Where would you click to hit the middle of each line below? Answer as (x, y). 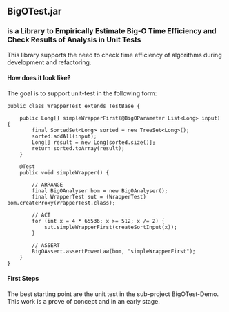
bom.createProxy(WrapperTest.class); (61, 203)
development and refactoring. (49, 62)
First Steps (23, 279)
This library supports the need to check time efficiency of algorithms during (114, 55)
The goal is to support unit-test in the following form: (82, 93)
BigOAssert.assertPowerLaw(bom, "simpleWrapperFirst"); (114, 251)
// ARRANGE (48, 185)
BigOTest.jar (34, 11)
